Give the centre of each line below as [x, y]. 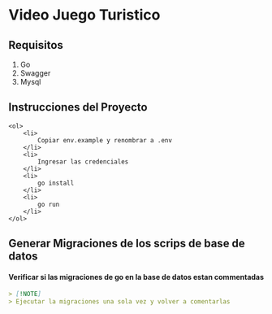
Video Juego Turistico [84, 15]
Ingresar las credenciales [83, 161]
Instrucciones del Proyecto [78, 107]
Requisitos [36, 45]
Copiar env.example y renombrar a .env [105, 140]
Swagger [35, 73]
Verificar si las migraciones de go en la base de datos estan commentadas [136, 277]
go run [49, 204]
